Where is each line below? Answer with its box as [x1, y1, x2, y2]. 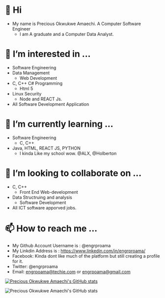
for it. [12, 258, 24, 264]
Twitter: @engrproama [12, 263, 58, 269]
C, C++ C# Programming [12, 80, 63, 86]
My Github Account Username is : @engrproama [12, 242, 111, 248]
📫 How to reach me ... [5, 223, 98, 234]
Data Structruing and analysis [12, 194, 72, 200]
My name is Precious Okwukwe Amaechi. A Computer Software [12, 21, 141, 27]
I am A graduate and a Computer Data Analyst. [19, 31, 114, 37]
